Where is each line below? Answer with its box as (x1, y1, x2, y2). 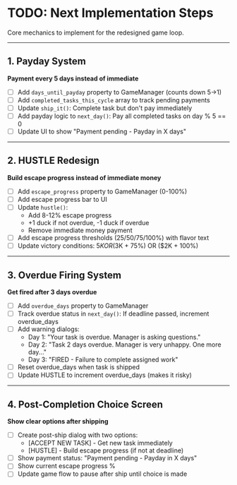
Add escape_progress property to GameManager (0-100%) (17, 187, 188, 196)
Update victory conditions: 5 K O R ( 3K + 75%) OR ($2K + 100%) (17, 241, 199, 250)
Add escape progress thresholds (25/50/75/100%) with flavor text (17, 234, 209, 242)
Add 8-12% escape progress (28, 211, 112, 220)
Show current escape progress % (17, 462, 116, 470)
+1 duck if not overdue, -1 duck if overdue (28, 219, 150, 227)
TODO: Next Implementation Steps (7, 5, 214, 21)
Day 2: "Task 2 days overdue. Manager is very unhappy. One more (28, 340, 221, 349)
